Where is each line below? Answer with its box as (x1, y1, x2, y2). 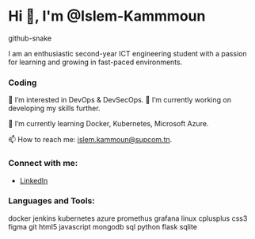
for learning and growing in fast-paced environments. (8, 57, 183, 67)
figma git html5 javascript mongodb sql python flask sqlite (8, 222, 198, 231)
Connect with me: (8, 158, 78, 169)
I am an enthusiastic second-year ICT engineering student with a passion (8, 48, 247, 58)
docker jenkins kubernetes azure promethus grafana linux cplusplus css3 (8, 214, 248, 223)
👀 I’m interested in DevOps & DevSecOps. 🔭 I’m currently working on (8, 95, 232, 105)
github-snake (8, 33, 52, 43)
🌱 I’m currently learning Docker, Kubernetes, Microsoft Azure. (8, 119, 209, 129)
